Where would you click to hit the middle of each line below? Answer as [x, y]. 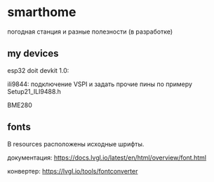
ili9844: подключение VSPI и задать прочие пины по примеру [100, 84]
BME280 [20, 105]
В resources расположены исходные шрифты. [76, 143]
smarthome [42, 12]
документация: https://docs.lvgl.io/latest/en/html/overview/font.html [107, 157]
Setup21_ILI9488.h [34, 91]
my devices [33, 54]
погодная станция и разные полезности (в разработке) [90, 31]
